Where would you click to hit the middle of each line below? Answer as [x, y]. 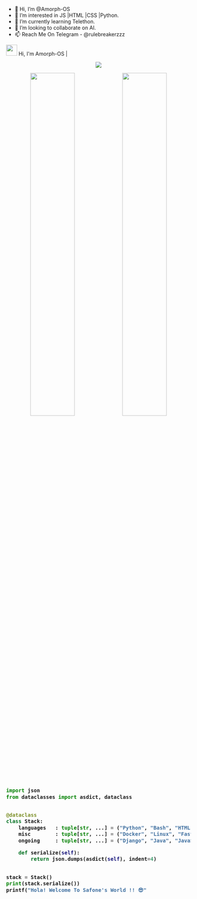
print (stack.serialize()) [43, 884]
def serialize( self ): [49, 853]
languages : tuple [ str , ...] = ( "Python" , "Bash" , [95, 828]
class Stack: [25, 821]
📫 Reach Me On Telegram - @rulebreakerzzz [69, 34]
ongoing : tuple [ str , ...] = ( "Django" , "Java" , [95, 840]
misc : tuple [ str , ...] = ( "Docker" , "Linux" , [97, 834]
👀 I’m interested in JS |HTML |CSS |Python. [67, 15]
